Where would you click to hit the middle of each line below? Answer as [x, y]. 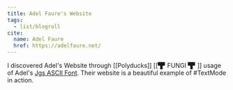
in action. [21, 80]
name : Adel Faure [39, 39]
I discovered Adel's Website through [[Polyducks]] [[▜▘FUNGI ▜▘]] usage [114, 65]
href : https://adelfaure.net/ [57, 46]
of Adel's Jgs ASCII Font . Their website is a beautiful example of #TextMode [117, 73]
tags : [15, 20]
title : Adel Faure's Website [50, 13]
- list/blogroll [37, 26]
